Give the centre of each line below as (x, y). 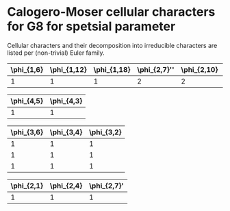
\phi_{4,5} (27, 101)
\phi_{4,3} (66, 101)
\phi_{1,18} (112, 69)
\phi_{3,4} (66, 132)
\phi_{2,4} (66, 186)
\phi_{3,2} (105, 132)
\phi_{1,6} (27, 69)
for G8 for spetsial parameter (91, 26)
